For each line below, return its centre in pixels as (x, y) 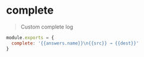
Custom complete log (47, 27)
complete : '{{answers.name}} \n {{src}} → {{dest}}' (75, 43)
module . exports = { (30, 37)
